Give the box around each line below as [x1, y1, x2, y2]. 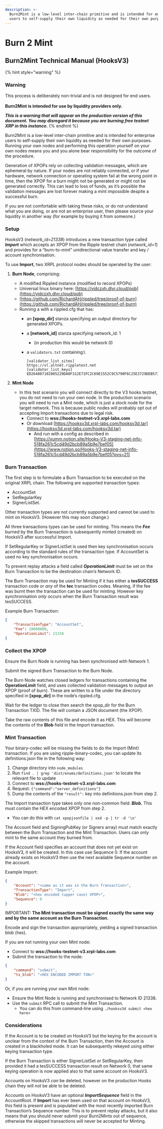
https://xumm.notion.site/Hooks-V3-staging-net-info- [35, 436, 143, 441]
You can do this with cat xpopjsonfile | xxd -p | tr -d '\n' [12, 815, 137, 821]
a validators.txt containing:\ [26, 349, 86, 355]
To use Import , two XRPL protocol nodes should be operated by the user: [5, 261, 152, 267]
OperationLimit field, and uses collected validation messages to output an [5, 682, 154, 688]
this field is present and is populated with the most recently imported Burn [5, 1103, 153, 1109]
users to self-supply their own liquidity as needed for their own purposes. [5, 137, 152, 143]
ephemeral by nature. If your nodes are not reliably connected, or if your [5, 168, 149, 173]
